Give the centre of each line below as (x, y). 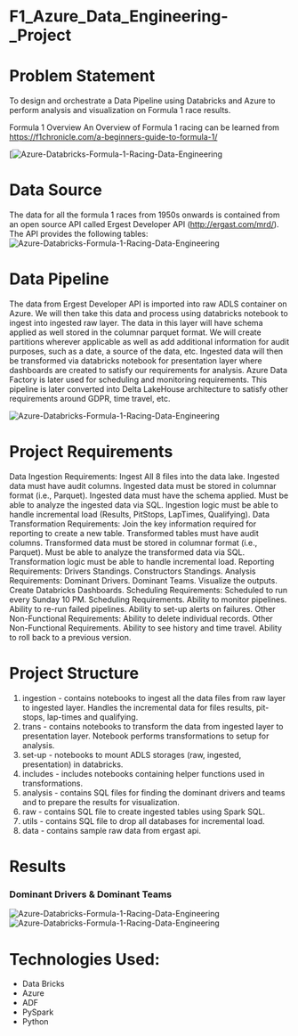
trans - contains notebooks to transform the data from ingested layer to (153, 726)
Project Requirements (91, 452)
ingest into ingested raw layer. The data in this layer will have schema (136, 323)
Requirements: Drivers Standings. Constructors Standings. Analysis (133, 571)
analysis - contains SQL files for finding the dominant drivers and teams (153, 792)
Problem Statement (82, 76)
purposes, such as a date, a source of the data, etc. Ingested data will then (146, 351)
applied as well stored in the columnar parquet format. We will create (135, 332)
